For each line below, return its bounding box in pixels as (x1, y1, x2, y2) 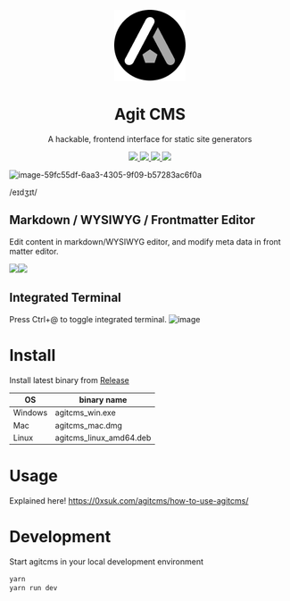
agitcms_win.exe (54, 407, 116, 418)
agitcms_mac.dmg (54, 420, 123, 430)
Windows (12, 407, 48, 418)
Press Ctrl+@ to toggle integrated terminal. (9, 313, 167, 324)
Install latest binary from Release (9, 374, 129, 385)
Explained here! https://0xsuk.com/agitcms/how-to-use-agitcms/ (9, 496, 249, 506)
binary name (79, 395, 128, 405)
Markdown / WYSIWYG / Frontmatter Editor (9, 213, 256, 228)
